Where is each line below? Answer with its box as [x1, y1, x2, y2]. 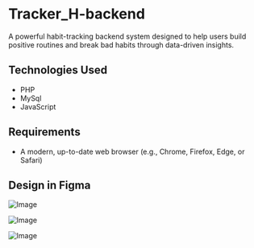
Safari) [19, 155, 43, 165]
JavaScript [19, 101, 56, 111]
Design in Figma [8, 178, 91, 192]
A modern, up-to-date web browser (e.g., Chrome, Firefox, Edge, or [19, 147, 245, 156]
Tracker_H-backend [8, 5, 145, 23]
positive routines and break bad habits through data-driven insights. [8, 39, 235, 49]
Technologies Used [8, 64, 107, 77]
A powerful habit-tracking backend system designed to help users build [8, 31, 247, 41]
